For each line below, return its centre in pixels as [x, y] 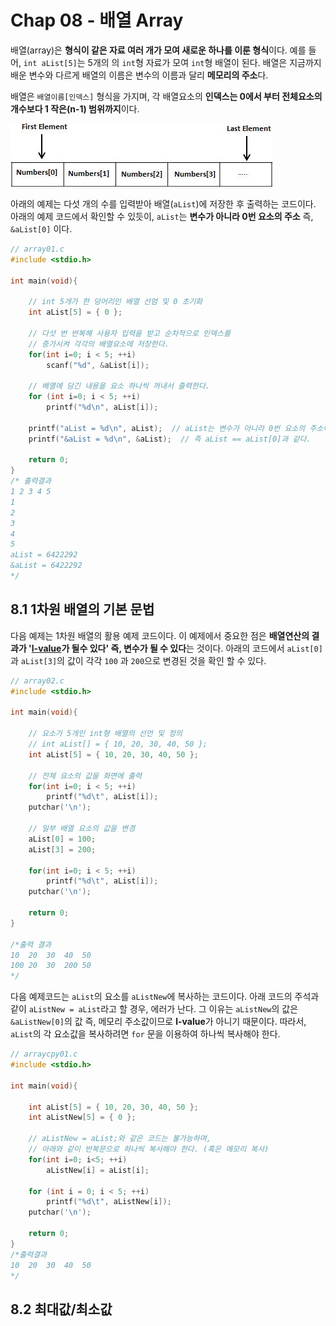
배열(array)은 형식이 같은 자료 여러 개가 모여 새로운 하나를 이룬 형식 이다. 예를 [158, 50]
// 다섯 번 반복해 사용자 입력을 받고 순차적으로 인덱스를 [129, 333]
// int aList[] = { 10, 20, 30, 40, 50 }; [118, 744]
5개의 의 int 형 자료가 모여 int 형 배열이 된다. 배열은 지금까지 [204, 62]
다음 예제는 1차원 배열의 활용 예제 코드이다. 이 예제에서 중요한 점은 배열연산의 [160, 635]
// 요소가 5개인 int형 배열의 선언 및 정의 [105, 734]
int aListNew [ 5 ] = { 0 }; [82, 1117]
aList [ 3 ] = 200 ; [62, 849]
